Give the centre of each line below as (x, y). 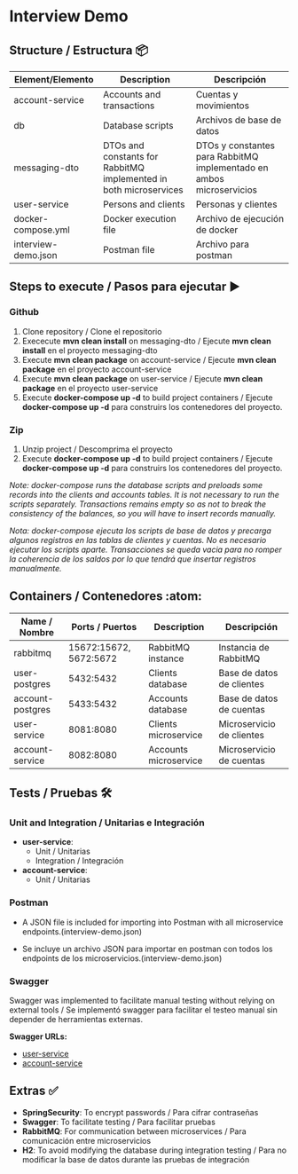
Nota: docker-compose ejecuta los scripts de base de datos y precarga (141, 531)
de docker (217, 230)
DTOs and (124, 146)
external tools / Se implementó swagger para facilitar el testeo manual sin (143, 1010)
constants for (131, 157)
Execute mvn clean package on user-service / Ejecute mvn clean (142, 378)
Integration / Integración (79, 861)
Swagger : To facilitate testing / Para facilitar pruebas (118, 1122)
